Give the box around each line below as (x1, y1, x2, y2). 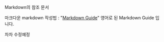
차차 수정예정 (4, 32, 30, 37)
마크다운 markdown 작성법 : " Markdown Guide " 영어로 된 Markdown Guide (4, 15, 155, 21)
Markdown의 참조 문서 (4, 4, 49, 10)
